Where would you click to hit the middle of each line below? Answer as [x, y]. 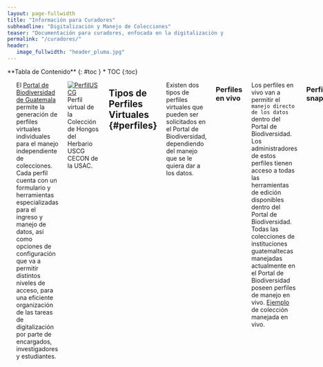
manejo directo [273, 106]
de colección [270, 309]
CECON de [83, 158]
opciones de [34, 246]
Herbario [80, 143]
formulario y [33, 188]
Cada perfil [32, 172]
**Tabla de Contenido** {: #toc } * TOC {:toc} [72, 71]
